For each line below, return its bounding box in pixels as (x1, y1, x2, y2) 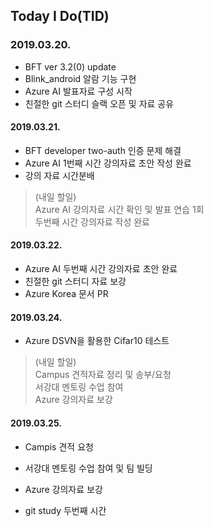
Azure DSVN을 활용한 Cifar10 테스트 (24, 335, 170, 347)
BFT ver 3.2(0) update (24, 60, 117, 73)
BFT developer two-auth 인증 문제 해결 (24, 144, 182, 156)
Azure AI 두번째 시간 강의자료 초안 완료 (24, 263, 178, 275)
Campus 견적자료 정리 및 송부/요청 (34, 369, 172, 381)
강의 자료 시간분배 (24, 169, 95, 181)
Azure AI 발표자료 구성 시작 (24, 85, 133, 97)
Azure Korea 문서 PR (24, 288, 109, 300)
